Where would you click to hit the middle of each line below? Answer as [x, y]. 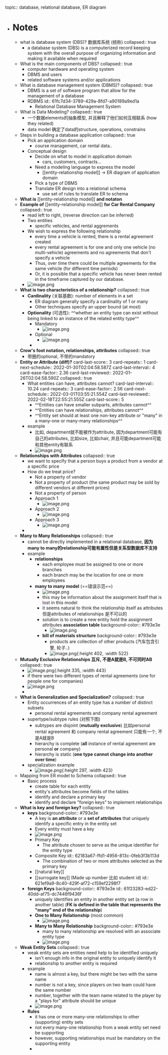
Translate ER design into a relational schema [80, 188]
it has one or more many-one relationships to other [87, 1016]
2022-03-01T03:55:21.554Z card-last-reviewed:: [100, 394]
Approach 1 [46, 498]
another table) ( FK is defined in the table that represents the [98, 904]
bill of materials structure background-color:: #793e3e [99, 636]
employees [53, 580]
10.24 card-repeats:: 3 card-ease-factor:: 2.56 [75, 388]
